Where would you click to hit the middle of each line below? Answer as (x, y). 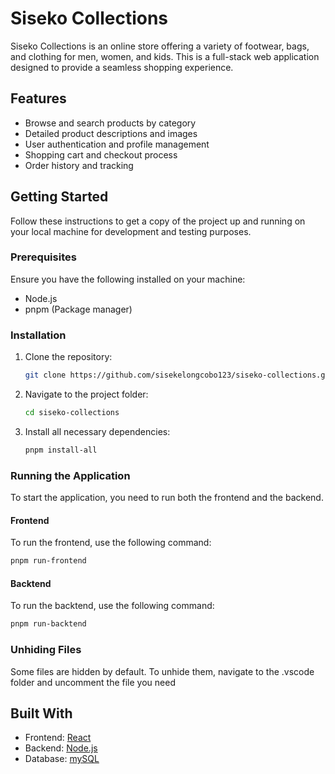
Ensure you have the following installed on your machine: (128, 279)
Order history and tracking (79, 165)
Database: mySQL (62, 759)
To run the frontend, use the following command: (111, 543)
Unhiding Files (46, 650)
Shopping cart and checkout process (101, 154)
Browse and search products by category (110, 123)
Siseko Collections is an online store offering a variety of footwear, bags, (160, 46)
